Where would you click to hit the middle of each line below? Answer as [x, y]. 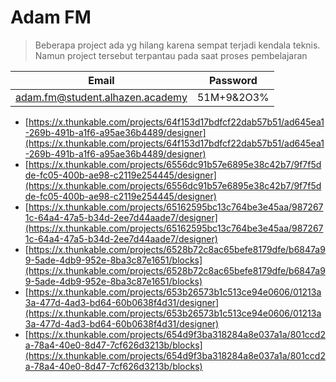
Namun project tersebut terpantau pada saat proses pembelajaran [171, 55]
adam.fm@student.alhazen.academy [101, 97]
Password [233, 80]
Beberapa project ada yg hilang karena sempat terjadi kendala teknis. [177, 45]
